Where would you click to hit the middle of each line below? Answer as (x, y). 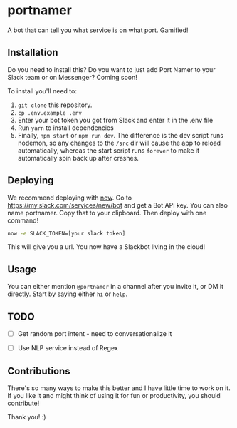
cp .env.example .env (49, 113)
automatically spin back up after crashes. (78, 158)
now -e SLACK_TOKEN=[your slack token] (67, 233)
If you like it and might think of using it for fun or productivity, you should (114, 396)
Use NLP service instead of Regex (68, 348)
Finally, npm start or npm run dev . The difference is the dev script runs (121, 135)
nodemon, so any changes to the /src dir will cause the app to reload (119, 143)
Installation (33, 52)
